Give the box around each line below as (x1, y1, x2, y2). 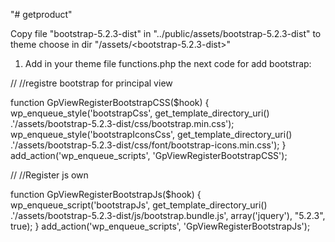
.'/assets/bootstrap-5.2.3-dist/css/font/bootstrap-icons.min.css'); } (10, 139, 287, 151)
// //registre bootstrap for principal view (10, 77, 173, 89)
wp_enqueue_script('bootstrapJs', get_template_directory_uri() (10, 199, 268, 211)
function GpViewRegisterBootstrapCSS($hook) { (10, 97, 210, 108)
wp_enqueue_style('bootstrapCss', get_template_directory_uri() (10, 107, 270, 119)
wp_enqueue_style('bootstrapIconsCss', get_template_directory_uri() (10, 129, 293, 140)
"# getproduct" (10, 9, 73, 20)
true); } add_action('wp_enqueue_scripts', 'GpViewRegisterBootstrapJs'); (10, 220, 311, 232)
